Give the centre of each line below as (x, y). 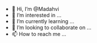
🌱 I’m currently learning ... (43, 21)
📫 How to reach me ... (39, 34)
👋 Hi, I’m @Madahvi (35, 9)
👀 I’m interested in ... (36, 15)
